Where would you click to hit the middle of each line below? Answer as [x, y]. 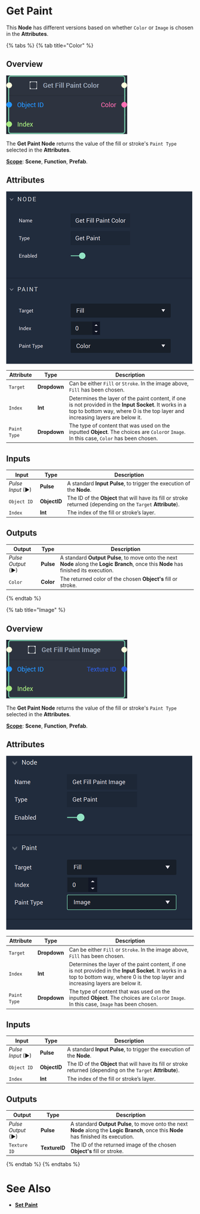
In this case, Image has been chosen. [113, 1005]
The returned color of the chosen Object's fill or [119, 579]
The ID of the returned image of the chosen [124, 1145]
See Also [29, 1188]
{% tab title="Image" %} [36, 610]
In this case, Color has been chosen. [113, 438]
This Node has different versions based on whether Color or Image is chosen [100, 27]
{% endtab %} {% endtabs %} [43, 1164]
